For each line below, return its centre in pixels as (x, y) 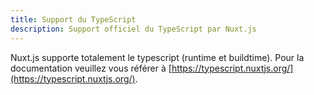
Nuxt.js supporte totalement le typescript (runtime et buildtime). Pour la (157, 57)
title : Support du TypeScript (73, 19)
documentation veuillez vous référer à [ (91, 68)
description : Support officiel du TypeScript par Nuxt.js (133, 29)
